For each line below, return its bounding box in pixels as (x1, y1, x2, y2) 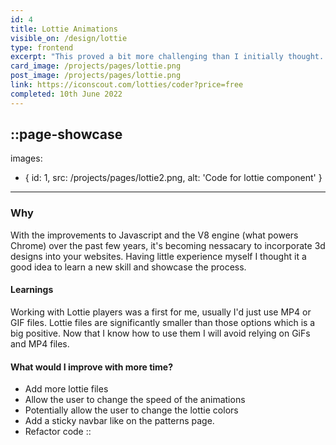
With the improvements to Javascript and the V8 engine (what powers (10, 229, 299, 241)
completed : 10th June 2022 (10, 89, 123, 99)
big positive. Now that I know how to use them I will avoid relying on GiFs (10, 327, 311, 339)
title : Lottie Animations (10, 24, 118, 34)
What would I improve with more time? (10, 361, 174, 373)
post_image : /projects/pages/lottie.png (10, 71, 182, 81)
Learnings (10, 284, 54, 296)
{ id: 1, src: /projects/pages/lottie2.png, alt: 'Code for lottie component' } (24, 172, 323, 184)
